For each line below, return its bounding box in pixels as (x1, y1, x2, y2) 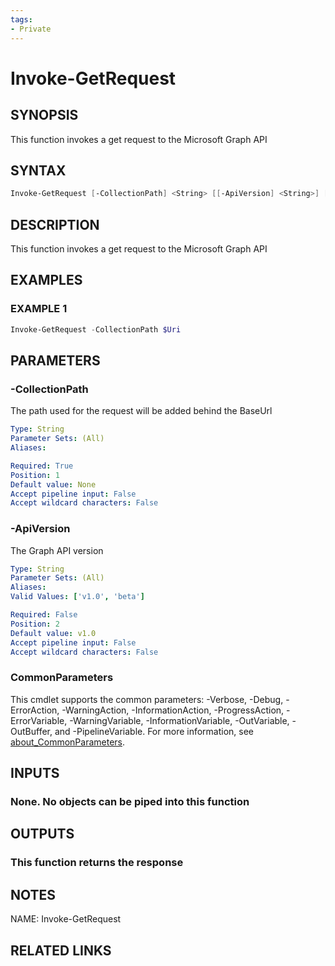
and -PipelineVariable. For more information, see (54, 725, 255, 737)
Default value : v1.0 (10, 628, 97, 638)
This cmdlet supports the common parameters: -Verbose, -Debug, (10, 693, 284, 705)
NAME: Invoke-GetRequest (10, 913, 122, 925)
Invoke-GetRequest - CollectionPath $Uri (10, 324, 182, 335)
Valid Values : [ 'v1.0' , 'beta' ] (10, 592, 145, 602)
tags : (10, 14, 33, 25)
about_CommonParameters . (10, 736, 126, 748)
